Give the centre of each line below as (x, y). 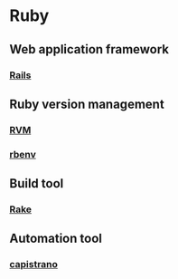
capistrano (34, 265)
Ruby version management (87, 104)
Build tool (37, 183)
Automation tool (56, 239)
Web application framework (89, 49)
